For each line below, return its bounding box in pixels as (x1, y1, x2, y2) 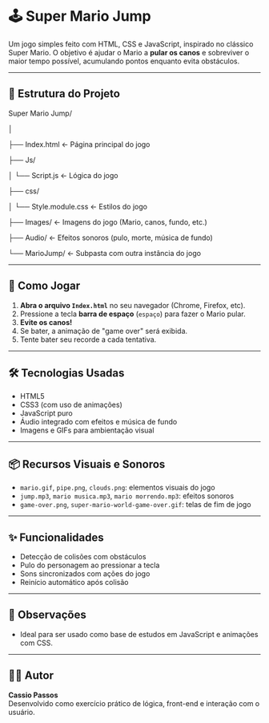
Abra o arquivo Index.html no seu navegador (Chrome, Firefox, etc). (19, 300, 246, 310)
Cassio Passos (8, 690, 58, 700)
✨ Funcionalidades (8, 530, 104, 544)
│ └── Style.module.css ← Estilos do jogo (8, 201, 148, 211)
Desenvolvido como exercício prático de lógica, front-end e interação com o (8, 698, 260, 708)
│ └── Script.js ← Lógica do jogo (8, 170, 118, 180)
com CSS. (19, 638, 54, 648)
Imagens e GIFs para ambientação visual (19, 425, 155, 435)
